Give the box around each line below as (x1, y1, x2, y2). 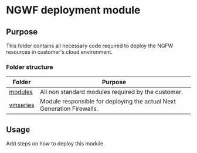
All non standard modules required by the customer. (40, 88, 184, 96)
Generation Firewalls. (40, 105, 98, 113)
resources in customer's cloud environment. (6, 48, 113, 55)
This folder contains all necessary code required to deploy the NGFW (6, 42, 174, 49)
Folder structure (6, 62, 53, 71)
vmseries (9, 101, 35, 109)
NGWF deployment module (6, 4, 141, 17)
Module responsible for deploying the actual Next (40, 98, 176, 106)
